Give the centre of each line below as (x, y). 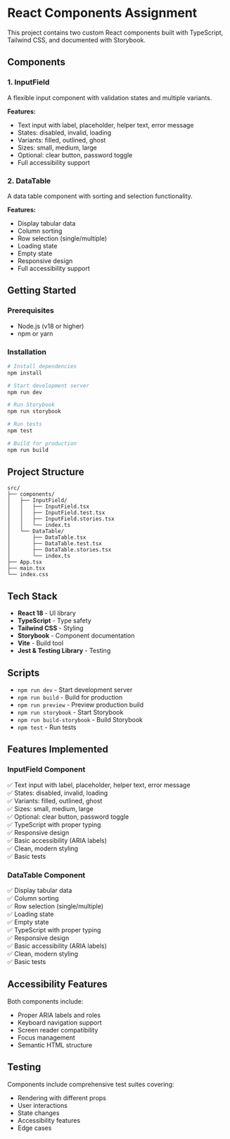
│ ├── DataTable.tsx (47, 537)
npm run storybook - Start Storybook (70, 712)
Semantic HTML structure (55, 1044)
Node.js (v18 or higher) (51, 326)
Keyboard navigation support (59, 1022)
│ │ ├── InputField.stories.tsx (61, 519)
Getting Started (42, 291)
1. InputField (28, 83)
